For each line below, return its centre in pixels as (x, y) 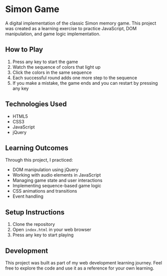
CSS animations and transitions (45, 191)
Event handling (28, 196)
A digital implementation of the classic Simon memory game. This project (81, 23)
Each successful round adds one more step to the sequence (75, 78)
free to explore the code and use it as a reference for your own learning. (80, 268)
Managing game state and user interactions (57, 180)
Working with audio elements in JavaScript (57, 175)
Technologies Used (36, 104)
